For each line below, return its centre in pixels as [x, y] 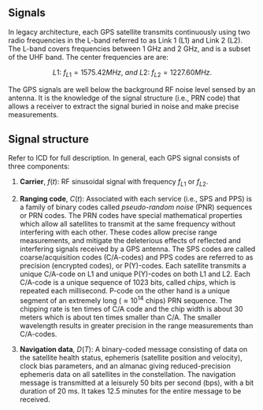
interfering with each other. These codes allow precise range [119, 232]
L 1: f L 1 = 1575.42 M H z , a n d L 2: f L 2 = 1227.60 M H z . [132, 73]
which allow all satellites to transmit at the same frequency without [128, 224]
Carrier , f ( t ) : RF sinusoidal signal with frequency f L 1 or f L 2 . [114, 183]
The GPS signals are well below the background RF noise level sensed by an [132, 89]
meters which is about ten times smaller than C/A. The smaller [120, 317]
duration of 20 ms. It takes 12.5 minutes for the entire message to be [130, 391]
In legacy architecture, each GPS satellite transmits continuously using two [129, 31]
